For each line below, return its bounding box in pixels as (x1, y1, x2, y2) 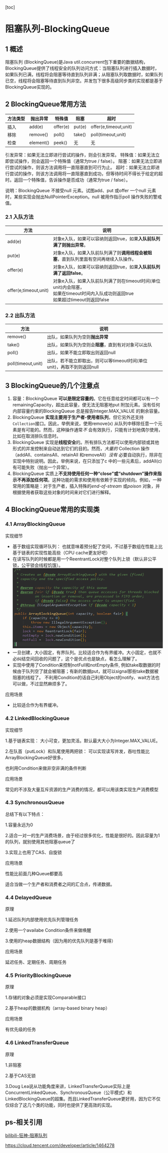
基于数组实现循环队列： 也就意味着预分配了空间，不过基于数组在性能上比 (12, 543, 163, 549)
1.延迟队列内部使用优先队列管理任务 (5, 917, 78, 923)
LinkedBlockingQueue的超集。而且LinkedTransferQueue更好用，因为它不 (5, 1095, 156, 1101)
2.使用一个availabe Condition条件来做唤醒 (5, 927, 91, 933)
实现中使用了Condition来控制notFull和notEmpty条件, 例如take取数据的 (12, 662, 156, 668)
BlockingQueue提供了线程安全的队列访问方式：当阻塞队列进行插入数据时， (5, 65, 159, 71)
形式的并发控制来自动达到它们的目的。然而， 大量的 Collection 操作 (12, 445, 150, 451)
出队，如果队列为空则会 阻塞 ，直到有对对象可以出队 (46, 342, 152, 348)
